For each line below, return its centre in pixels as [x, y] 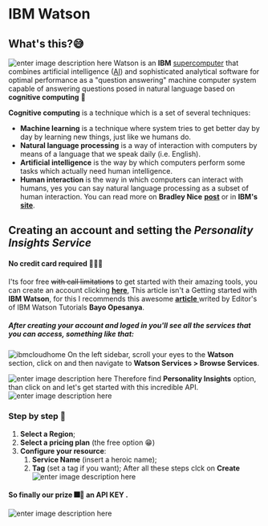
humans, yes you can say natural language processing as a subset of [134, 188]
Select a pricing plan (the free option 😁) [87, 442]
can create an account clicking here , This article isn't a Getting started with [133, 290]
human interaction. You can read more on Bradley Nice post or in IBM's [139, 197]
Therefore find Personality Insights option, [185, 378]
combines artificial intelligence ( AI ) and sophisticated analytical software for [134, 72]
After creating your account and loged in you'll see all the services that [130, 326]
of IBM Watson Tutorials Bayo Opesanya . [76, 307]
